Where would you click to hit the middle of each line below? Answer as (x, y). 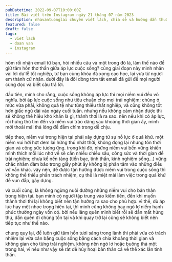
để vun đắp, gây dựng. (29, 180)
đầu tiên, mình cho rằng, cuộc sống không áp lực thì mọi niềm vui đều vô (82, 94)
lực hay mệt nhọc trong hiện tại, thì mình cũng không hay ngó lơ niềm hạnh (84, 206)
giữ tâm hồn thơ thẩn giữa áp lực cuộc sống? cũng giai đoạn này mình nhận (85, 68)
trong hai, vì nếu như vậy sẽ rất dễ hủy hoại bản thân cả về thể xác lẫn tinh (84, 249)
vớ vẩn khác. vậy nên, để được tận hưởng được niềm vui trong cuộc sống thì (85, 169)
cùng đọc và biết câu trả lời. (35, 84)
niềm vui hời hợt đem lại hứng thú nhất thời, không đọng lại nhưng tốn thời (83, 142)
